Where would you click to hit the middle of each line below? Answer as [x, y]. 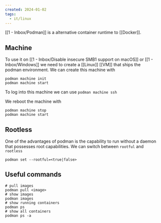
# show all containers [28, 211]
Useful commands [33, 175]
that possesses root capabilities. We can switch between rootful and [74, 146]
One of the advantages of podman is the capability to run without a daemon [81, 141]
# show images [19, 194]
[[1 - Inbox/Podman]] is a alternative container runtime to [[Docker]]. [73, 33]
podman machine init [26, 79]
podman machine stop [26, 111]
